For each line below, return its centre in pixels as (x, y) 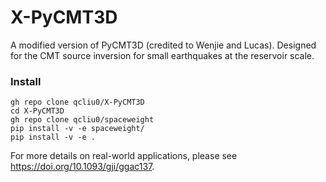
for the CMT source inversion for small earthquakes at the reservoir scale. (162, 55)
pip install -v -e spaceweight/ (77, 129)
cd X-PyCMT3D (37, 111)
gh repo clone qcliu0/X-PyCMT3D (77, 102)
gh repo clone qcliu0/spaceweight (82, 120)
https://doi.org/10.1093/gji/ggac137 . (82, 167)
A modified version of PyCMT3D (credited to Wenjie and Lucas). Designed (163, 45)
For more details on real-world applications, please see (124, 156)
